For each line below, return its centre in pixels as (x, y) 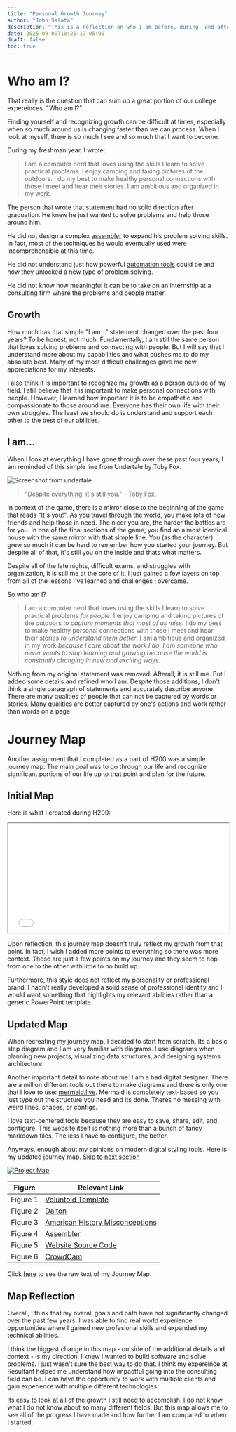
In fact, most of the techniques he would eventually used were (97, 243)
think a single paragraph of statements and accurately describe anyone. (111, 688)
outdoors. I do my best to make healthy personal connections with (120, 178)
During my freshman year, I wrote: (56, 150)
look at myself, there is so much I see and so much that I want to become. (113, 136)
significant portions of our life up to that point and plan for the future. (107, 774)
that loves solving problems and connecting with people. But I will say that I (116, 347)
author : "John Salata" (40, 20)
